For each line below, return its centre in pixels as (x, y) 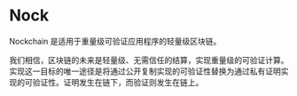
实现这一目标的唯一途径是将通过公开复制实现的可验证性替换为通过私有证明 (145, 71)
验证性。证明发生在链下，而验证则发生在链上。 (118, 82)
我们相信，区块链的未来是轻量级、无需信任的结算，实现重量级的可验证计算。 (149, 60)
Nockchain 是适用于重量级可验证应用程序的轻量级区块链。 (115, 41)
